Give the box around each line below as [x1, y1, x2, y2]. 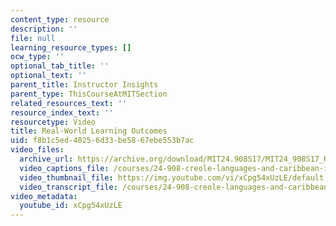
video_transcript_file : [19, 182, 118, 192]
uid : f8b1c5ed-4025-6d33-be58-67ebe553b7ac [10, 136, 195, 146]
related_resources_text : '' [10, 98, 128, 108]
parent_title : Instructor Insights [10, 80, 159, 90]
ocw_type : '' [10, 52, 65, 62]
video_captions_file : [19, 163, 110, 173]
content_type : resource [10, 14, 110, 25]
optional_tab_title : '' [10, 61, 110, 71]
